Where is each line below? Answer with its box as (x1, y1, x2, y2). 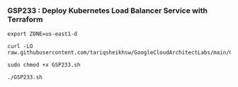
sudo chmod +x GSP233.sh (7, 62, 81, 69)
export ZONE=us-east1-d (7, 30, 78, 37)
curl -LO (7, 43, 33, 50)
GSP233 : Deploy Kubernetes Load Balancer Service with (7, 6, 208, 16)
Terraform (7, 14, 44, 24)
